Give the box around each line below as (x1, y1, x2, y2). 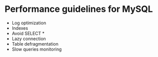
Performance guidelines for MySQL (4, 3, 153, 15)
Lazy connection (11, 36, 46, 42)
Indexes (11, 25, 28, 31)
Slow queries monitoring (11, 46, 62, 52)
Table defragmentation (11, 41, 59, 47)
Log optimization (11, 20, 47, 26)
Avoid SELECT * (11, 30, 45, 36)
